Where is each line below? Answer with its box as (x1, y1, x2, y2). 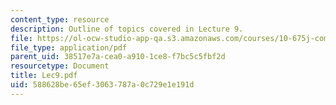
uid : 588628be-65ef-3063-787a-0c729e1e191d (10, 80, 195, 90)
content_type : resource (10, 14, 110, 25)
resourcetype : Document (10, 61, 110, 71)
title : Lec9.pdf (10, 71, 78, 81)
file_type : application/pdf (10, 42, 128, 53)
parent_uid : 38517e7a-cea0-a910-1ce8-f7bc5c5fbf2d (10, 52, 226, 62)
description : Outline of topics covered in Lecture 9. (10, 24, 244, 34)
